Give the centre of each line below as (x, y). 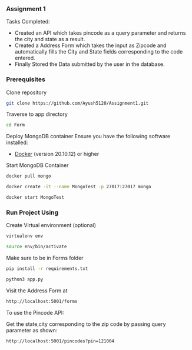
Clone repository (27, 92)
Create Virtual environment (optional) (51, 225)
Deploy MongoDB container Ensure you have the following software (88, 136)
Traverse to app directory (37, 114)
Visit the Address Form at (37, 291)
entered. (25, 58)
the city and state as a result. (50, 39)
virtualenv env (25, 236)
